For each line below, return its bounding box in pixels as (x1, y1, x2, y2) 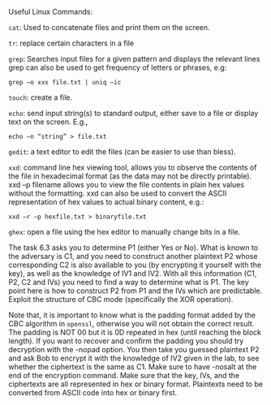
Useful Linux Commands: (8, 7, 93, 16)
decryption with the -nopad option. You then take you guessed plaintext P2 (8, 345, 260, 354)
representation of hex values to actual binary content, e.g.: (8, 197, 204, 206)
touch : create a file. (8, 93, 73, 102)
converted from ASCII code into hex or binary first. (8, 388, 178, 397)
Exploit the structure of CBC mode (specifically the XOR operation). (8, 295, 234, 304)
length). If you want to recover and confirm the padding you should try (8, 336, 244, 346)
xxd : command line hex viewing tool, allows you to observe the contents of (8, 162, 257, 172)
